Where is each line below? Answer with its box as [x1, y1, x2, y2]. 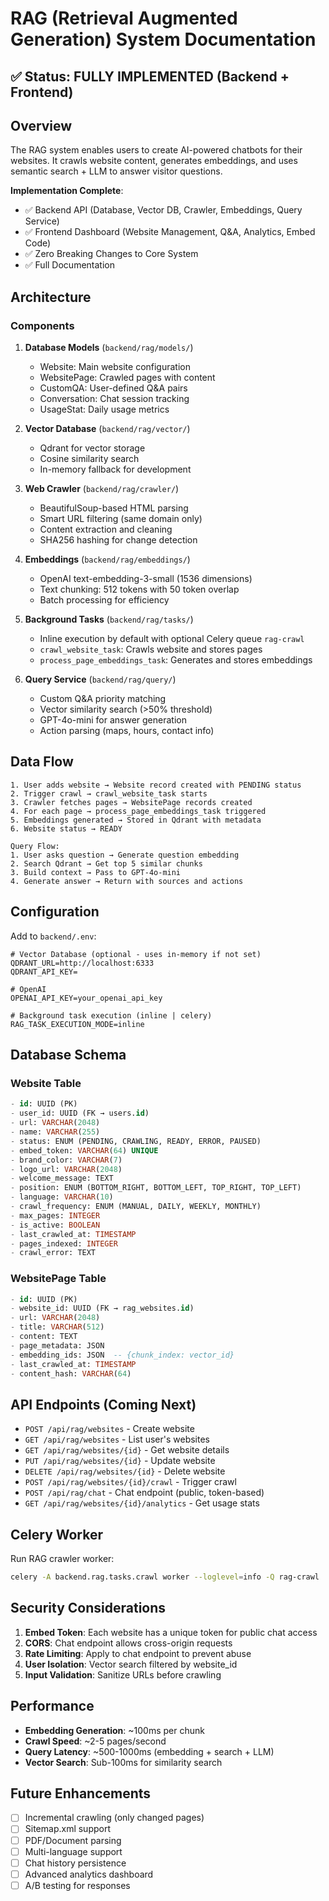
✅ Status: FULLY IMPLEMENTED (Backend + [10, 68, 290, 85]
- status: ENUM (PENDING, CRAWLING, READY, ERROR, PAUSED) [10, 1136, 262, 1146]
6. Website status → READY [10, 823, 123, 834]
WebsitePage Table [10, 1272, 107, 1286]
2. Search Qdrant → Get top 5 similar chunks [10, 858, 203, 869]
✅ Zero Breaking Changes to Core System [24, 248, 199, 260]
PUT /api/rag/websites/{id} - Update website [24, 1455, 216, 1467]
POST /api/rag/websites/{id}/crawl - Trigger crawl [24, 1476, 237, 1488]
